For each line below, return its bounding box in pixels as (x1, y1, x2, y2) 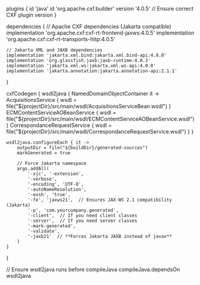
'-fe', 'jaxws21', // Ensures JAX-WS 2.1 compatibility (27, 197, 172, 203)
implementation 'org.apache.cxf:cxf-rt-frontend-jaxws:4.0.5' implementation (6, 29, 195, 36)
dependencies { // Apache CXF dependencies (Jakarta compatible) (6, 23, 172, 30)
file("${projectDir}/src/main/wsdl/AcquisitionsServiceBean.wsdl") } (6, 103, 171, 110)
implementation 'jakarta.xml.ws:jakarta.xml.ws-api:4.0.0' (6, 63, 156, 69)
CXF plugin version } (6, 11, 57, 18)
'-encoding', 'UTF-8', (27, 181, 84, 187)
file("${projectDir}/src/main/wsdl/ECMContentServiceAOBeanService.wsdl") (6, 116, 195, 122)
